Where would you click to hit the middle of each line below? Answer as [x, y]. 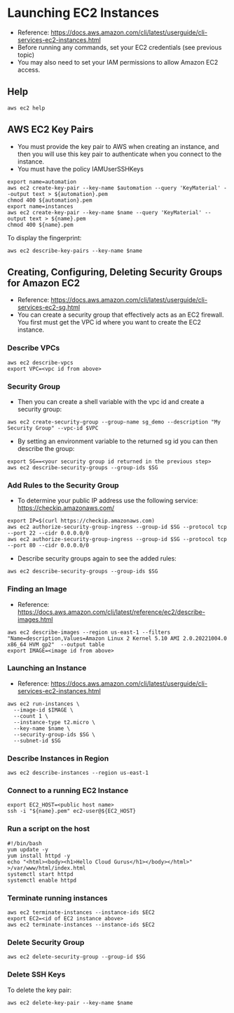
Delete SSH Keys [36, 974]
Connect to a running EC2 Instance [68, 790]
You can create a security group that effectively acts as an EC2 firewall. [121, 315]
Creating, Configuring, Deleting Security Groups [115, 272]
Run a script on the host [48, 829]
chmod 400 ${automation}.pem [50, 200]
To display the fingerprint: [44, 237]
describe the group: [46, 448]
